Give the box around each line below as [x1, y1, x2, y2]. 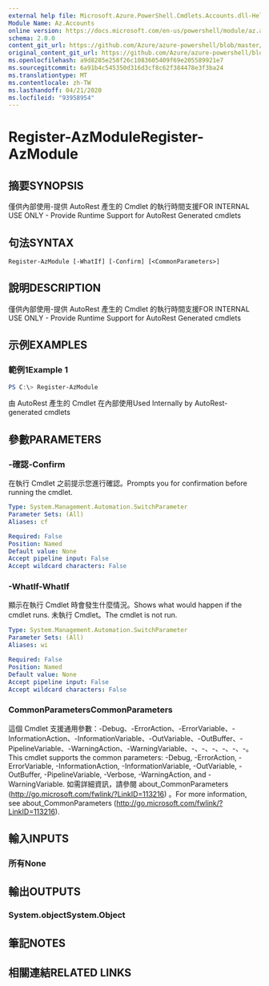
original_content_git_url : [8, 49, 98, 57]
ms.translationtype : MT [8, 71, 88, 79]
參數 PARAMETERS [8, 433, 102, 446]
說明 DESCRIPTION [8, 281, 102, 295]
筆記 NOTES [8, 936, 66, 950]
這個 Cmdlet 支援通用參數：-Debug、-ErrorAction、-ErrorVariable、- [8, 723, 236, 733]
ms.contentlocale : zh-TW [8, 78, 91, 87]
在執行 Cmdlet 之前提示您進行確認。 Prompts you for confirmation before [8, 478, 248, 489]
